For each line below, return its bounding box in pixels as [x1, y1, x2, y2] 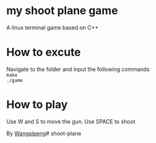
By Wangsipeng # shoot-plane [6, 130, 81, 137]
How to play [6, 98, 68, 112]
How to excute [6, 45, 81, 59]
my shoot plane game [6, 4, 118, 18]
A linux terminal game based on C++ [6, 24, 99, 31]
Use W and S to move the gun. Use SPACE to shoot [6, 117, 136, 125]
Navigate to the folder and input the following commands [6, 65, 150, 73]
